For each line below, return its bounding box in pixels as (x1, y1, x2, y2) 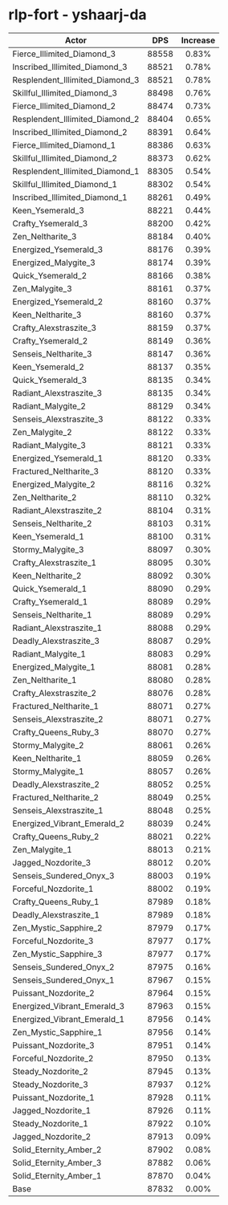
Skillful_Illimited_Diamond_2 (12, 153, 118, 164)
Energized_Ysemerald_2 (12, 295, 104, 307)
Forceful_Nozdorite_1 (12, 883, 94, 894)
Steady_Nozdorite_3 (12, 1078, 88, 1089)
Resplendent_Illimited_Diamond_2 (12, 113, 140, 124)
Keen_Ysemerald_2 (12, 361, 84, 372)
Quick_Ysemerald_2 (12, 270, 88, 281)
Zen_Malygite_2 (12, 426, 72, 438)
